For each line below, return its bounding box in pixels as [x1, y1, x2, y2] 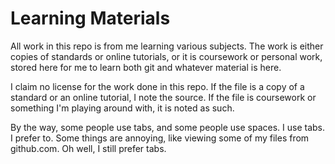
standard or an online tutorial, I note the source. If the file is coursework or [10, 91, 317, 103]
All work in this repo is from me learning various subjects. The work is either [10, 40, 324, 52]
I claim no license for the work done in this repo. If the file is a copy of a [10, 80, 305, 92]
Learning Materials [10, 7, 171, 30]
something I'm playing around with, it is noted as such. [10, 102, 235, 114]
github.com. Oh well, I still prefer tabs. [10, 142, 167, 154]
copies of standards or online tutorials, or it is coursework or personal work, [10, 50, 323, 62]
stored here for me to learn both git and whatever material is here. [10, 61, 282, 73]
